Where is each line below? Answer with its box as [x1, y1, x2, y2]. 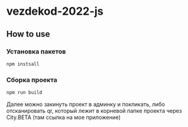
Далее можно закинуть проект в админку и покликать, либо [6, 100, 165, 108]
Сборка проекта [6, 75, 58, 84]
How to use [6, 29, 50, 39]
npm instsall [6, 61, 40, 67]
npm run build [6, 90, 43, 96]
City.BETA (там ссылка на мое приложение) [6, 114, 121, 121]
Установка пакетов [6, 47, 66, 56]
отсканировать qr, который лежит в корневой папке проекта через [6, 107, 182, 114]
